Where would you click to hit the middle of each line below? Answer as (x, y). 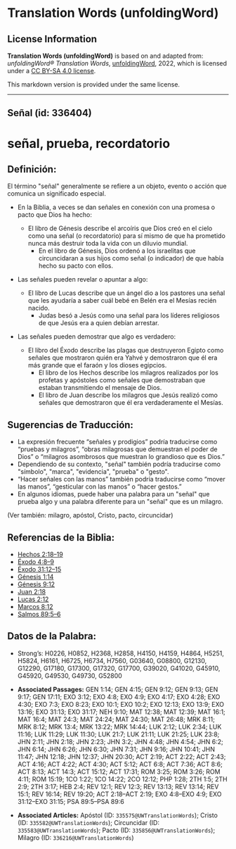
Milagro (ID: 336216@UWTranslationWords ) (76, 837)
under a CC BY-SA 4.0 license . (52, 71)
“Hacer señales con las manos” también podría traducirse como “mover (122, 479)
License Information (52, 39)
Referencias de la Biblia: (61, 537)
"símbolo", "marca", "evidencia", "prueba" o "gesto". (93, 472)
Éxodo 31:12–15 (39, 570)
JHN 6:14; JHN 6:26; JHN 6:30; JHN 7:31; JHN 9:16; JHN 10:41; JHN (116, 749)
